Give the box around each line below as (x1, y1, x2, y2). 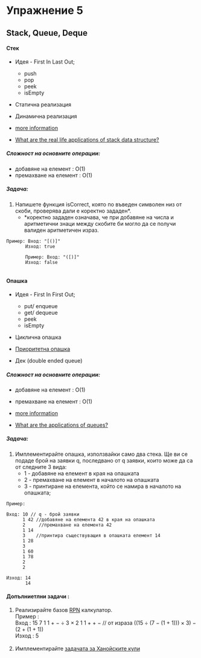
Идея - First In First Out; (14, 291, 75, 298)
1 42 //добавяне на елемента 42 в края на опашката (22, 516, 155, 522)
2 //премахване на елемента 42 (22, 522, 112, 528)
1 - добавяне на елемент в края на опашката (24, 470, 140, 477)
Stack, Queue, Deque (6, 28, 88, 38)
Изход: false (25, 259, 59, 265)
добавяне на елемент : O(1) (14, 386, 86, 393)
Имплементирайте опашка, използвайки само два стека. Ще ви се (14, 450, 188, 458)
